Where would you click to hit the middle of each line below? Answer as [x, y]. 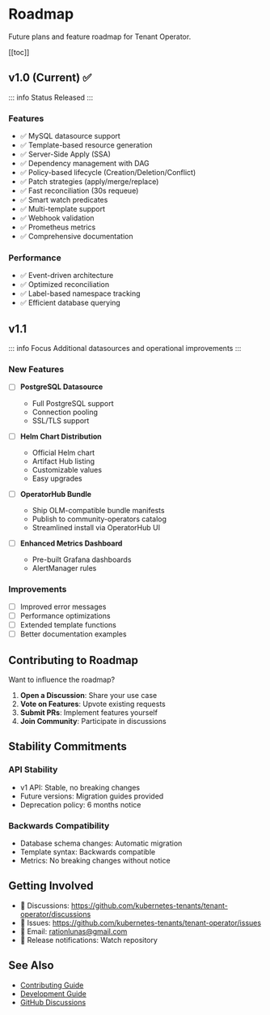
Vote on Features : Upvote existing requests [93, 704]
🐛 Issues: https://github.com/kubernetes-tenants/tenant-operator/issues [140, 923]
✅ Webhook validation [57, 218]
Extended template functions [68, 625]
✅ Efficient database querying [70, 303]
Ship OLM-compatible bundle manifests [98, 510]
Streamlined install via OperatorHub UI [96, 527]
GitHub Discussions [53, 1002]
